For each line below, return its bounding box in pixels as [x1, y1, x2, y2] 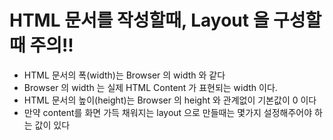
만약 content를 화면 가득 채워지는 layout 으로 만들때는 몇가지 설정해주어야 [23, 106, 313, 118]
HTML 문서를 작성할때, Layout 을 [9, 9, 270, 32]
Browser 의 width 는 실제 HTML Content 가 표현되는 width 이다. [23, 81, 278, 93]
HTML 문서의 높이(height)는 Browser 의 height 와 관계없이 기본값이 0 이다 [23, 94, 317, 106]
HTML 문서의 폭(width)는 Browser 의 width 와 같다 [23, 69, 226, 81]
